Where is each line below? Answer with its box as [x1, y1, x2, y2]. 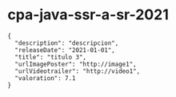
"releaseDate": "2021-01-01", [14, 46, 115, 54]
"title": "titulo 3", [14, 53, 87, 61]
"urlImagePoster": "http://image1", [14, 60, 137, 68]
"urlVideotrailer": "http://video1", [14, 67, 141, 75]
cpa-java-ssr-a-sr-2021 [7, 6, 169, 24]
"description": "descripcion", [14, 38, 119, 47]
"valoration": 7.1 [14, 74, 77, 82]
